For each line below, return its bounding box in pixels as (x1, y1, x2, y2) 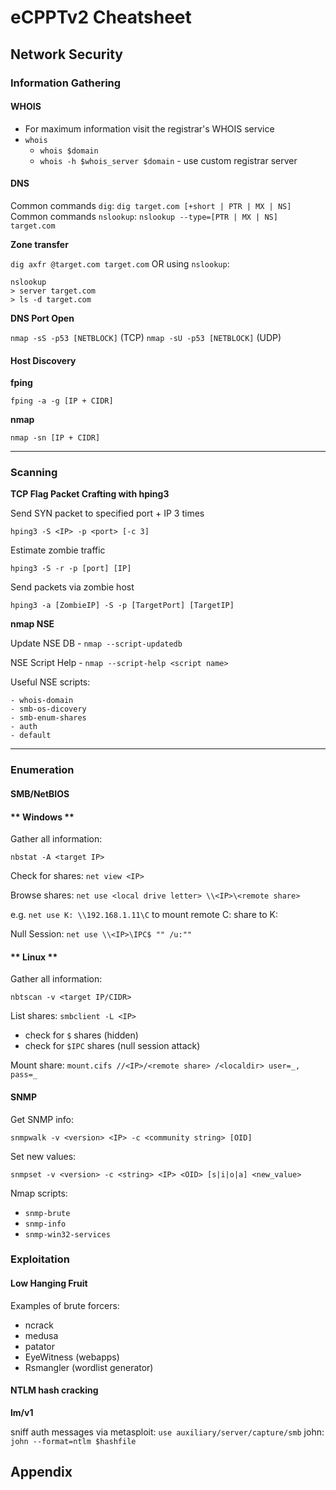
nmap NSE (10, 618, 55, 630)
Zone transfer (10, 238, 69, 250)
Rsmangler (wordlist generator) (24, 1361, 154, 1373)
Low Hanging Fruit (10, 1277, 88, 1290)
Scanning (10, 466, 58, 480)
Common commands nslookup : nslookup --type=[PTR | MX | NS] (10, 210, 278, 222)
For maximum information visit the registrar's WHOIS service (24, 122, 275, 135)
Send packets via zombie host (10, 581, 135, 593)
